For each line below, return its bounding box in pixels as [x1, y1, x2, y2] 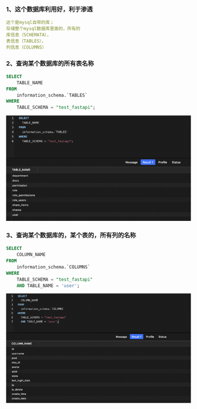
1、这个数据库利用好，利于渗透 [6, 5, 93, 13]
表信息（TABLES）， [6, 38, 46, 44]
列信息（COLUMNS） [6, 44, 47, 50]
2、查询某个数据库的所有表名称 [6, 59, 94, 67]
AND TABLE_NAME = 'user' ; [16, 282, 80, 288]
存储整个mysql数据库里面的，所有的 [6, 26, 81, 32]
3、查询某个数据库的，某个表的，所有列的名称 [6, 231, 137, 239]
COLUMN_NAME [16, 252, 46, 258]
